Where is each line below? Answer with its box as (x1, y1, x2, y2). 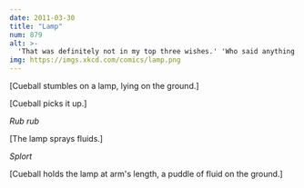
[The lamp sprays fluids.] (9, 134, 103, 143)
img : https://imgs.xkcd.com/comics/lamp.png (9, 55, 181, 64)
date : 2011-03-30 (9, 13, 76, 23)
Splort (9, 151, 33, 162)
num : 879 (9, 30, 43, 39)
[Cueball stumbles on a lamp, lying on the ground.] (9, 81, 199, 91)
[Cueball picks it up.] (9, 98, 87, 109)
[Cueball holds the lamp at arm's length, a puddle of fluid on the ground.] (9, 169, 284, 179)
